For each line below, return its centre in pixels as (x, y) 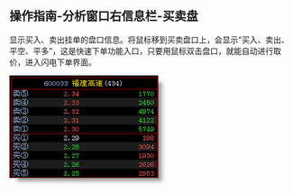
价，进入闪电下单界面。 (53, 62)
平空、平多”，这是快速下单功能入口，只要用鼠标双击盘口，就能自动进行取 (146, 51)
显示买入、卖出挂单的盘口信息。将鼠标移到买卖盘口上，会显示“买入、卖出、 (150, 40)
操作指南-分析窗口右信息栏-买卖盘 (104, 16)
